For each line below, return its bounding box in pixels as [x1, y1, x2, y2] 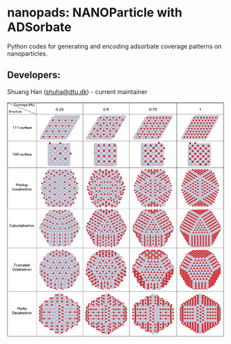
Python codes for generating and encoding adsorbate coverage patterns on [7, 42, 222, 50]
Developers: [7, 69, 60, 81]
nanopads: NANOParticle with [7, 5, 183, 21]
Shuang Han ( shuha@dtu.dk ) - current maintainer [7, 87, 148, 95]
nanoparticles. [7, 49, 48, 58]
